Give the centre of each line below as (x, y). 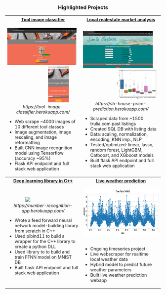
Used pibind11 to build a (40, 236)
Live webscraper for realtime (120, 254)
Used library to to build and (42, 252)
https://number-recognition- (43, 205)
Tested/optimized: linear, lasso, (122, 145)
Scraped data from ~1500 (117, 119)
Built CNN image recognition (43, 148)
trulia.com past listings (113, 124)
